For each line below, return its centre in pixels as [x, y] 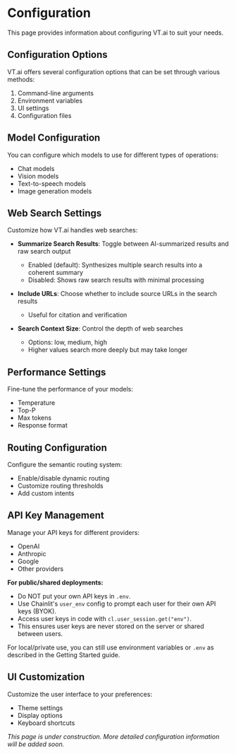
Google [28, 561]
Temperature [36, 403]
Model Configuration [54, 138]
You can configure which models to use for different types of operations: [113, 155]
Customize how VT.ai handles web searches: [73, 230]
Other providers [41, 569]
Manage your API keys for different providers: [73, 532]
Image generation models [55, 191]
